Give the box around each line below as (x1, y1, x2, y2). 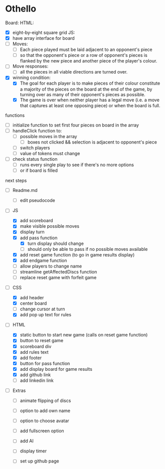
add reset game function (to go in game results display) (20, 251, 135, 257)
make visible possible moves (20, 223, 80, 229)
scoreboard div (20, 343, 52, 349)
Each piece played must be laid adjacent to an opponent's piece (20, 46, 152, 53)
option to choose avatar (20, 418, 69, 424)
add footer (20, 355, 42, 361)
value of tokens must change (20, 150, 80, 156)
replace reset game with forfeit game (20, 274, 97, 280)
